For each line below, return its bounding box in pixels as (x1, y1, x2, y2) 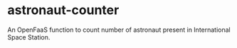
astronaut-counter (7, 2, 120, 18)
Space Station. (7, 32, 51, 41)
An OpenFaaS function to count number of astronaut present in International (7, 25, 231, 34)
